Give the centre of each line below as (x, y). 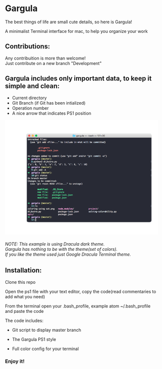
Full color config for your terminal (45, 349)
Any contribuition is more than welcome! (45, 58)
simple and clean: (32, 86)
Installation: (24, 270)
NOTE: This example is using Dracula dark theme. (55, 244)
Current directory (29, 98)
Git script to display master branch (47, 330)
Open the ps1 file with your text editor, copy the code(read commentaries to (81, 292)
